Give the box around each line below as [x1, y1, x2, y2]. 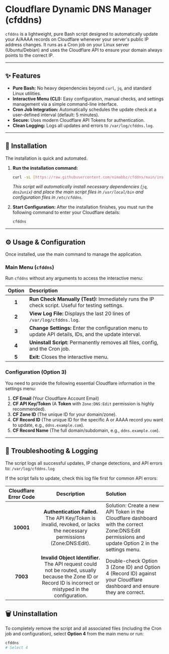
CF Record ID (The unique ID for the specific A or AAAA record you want [12, 416, 163, 422]
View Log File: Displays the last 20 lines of [29, 310, 130, 317]
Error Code [8, 493, 35, 500]
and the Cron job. [29, 345, 70, 352]
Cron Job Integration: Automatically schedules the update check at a [12, 106, 157, 112]
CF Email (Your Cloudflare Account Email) [12, 395, 100, 401]
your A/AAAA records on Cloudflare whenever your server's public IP [5, 36, 149, 42]
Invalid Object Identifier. [41, 554, 101, 561]
